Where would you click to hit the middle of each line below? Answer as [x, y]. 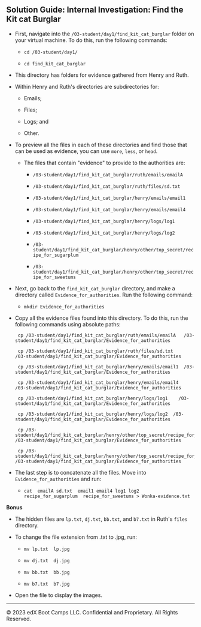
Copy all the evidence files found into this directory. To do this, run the [101, 318]
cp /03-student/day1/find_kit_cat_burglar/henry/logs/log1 [93, 398]
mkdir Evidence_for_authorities [64, 307]
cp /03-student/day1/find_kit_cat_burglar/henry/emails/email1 [98, 367]
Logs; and [36, 121]
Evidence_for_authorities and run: [58, 479]
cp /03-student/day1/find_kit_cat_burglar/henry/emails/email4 [98, 382]
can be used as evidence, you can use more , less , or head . [86, 151]
